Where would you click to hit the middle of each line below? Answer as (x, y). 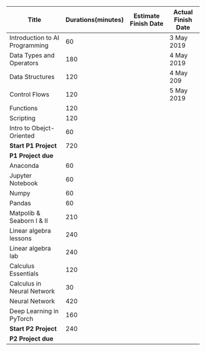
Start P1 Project (33, 145)
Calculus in (25, 283)
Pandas (20, 203)
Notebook (24, 183)
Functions (24, 108)
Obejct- (43, 128)
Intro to (20, 128)
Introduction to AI (34, 38)
